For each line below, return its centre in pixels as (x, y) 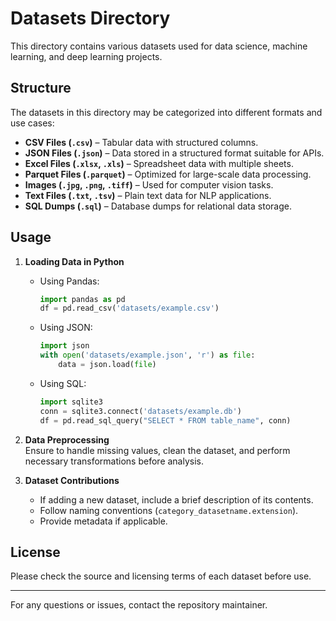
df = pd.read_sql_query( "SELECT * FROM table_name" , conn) (165, 420)
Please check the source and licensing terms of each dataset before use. (161, 576)
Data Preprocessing (67, 439)
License (35, 552)
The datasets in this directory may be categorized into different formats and (166, 112)
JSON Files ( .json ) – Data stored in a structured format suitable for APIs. (174, 153)
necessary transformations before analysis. (114, 461)
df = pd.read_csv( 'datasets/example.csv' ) (129, 308)
